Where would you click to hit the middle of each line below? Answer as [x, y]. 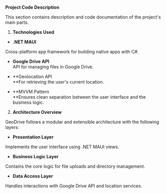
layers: [12, 127]
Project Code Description [32, 7]
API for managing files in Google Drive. [53, 67]
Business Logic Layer [36, 156]
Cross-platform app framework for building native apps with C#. [72, 52]
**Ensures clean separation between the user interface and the [79, 97]
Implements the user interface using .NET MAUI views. [62, 147]
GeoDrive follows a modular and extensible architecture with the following [82, 122]
